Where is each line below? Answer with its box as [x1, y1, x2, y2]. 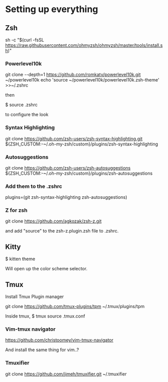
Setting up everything [5, 4, 99, 15]
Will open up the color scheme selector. [5, 266, 88, 272]
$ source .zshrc [5, 102, 38, 108]
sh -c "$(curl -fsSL [5, 37, 44, 43]
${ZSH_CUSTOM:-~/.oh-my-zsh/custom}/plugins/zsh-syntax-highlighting [5, 141, 158, 147]
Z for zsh [5, 207, 28, 214]
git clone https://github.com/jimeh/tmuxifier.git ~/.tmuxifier [5, 371, 127, 377]
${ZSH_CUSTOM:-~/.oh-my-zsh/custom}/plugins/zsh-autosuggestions [5, 170, 153, 176]
